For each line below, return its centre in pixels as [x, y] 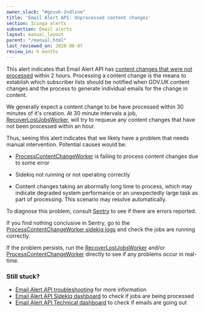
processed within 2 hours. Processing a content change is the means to [96, 75]
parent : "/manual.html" [37, 40]
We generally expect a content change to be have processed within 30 [95, 107]
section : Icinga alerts [37, 23]
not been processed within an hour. [51, 126]
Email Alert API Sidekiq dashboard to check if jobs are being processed [104, 296]
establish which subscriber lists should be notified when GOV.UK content [98, 82]
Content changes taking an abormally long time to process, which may [104, 186]
